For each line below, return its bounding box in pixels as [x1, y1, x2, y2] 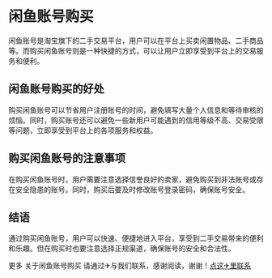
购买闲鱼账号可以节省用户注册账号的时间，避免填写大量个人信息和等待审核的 [8, 105, 264, 114]
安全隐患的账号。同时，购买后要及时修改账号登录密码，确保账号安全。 [15, 184, 249, 195]
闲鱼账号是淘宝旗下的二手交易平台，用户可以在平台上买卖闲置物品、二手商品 [8, 36, 264, 45]
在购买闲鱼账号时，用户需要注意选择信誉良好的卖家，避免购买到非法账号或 [8, 174, 257, 184]
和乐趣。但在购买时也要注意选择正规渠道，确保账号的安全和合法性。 [8, 244, 236, 254]
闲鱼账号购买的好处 [8, 82, 104, 96]
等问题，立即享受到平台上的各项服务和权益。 [8, 125, 158, 135]
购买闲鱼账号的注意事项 [8, 152, 125, 165]
